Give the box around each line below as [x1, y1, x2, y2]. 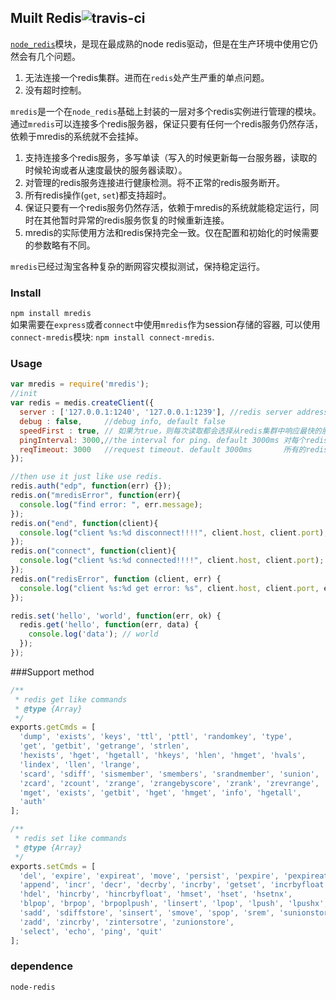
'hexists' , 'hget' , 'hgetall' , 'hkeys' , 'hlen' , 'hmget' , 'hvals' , [19, 751, 307, 761]
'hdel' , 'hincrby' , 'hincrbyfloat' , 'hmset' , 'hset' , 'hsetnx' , [19, 889, 293, 900]
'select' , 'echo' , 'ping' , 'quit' [19, 926, 163, 936]
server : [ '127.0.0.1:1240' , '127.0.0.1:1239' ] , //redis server [19, 407, 293, 418]
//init [10, 389, 38, 399]
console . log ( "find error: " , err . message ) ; [19, 499, 203, 510]
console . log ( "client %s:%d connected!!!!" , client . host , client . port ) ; [19, 556, 325, 566]
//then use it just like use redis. [10, 472, 163, 482]
